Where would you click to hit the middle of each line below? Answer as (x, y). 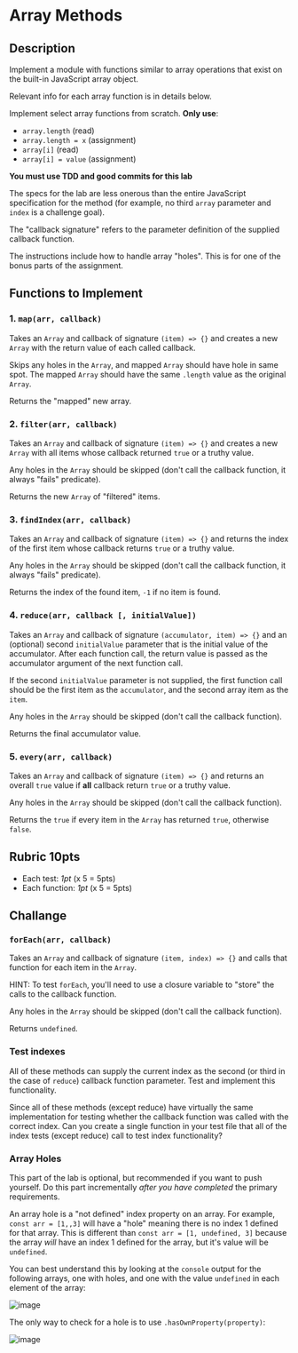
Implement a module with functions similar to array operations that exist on (146, 69)
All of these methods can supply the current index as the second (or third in (147, 1070)
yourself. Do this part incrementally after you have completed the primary (143, 1187)
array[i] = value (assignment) (79, 159)
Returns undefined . (43, 1029)
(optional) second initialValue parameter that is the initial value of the (139, 644)
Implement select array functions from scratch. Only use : (114, 113)
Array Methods (66, 16)
